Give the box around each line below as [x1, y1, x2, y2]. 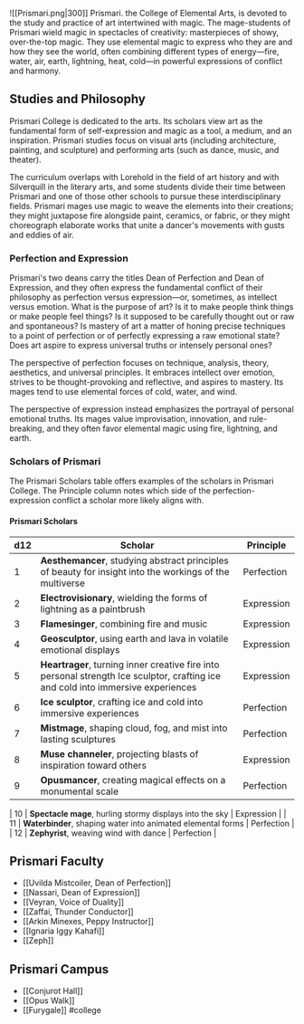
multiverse [40, 577, 86, 589]
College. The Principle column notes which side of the [9, 485, 211, 496]
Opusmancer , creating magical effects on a [40, 773, 226, 786]
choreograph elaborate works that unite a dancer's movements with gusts [9, 219, 285, 230]
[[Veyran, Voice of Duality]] [22, 896, 125, 908]
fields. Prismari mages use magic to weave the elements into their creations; [9, 200, 294, 211]
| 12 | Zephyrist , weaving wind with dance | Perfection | [9, 828, 217, 838]
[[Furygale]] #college [22, 1005, 102, 1016]
